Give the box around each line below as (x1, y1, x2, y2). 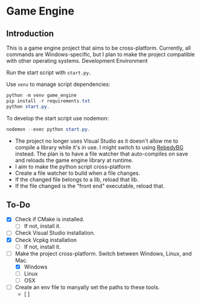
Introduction (6, 28, 54, 39)
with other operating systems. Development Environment (6, 57, 148, 64)
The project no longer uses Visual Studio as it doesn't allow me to (14, 137, 179, 145)
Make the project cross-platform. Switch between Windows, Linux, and (14, 250, 192, 257)
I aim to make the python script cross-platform (14, 163, 131, 170)
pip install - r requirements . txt (6, 98, 91, 104)
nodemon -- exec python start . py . (6, 126, 91, 132)
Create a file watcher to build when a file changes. (14, 169, 141, 177)
